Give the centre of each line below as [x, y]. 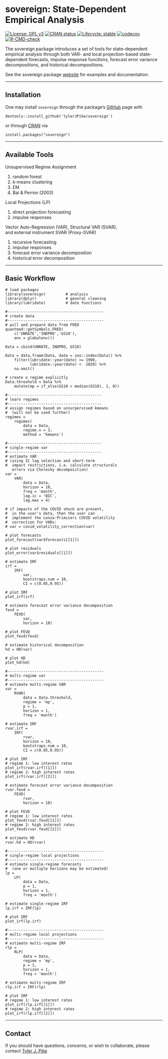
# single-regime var [27, 448]
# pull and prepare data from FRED [42, 325]
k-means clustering [32, 182]
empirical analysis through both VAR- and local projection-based [72, 54]
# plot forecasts [23, 536]
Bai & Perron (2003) [33, 192]
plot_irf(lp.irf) [23, 921]
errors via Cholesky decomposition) [50, 470]
